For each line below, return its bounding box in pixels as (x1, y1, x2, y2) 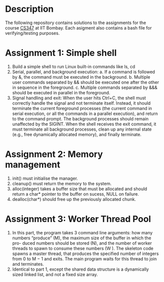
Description (5, 3, 54, 15)
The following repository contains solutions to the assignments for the (5, 20, 146, 26)
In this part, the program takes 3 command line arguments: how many (12, 229, 153, 235)
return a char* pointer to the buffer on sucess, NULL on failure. (12, 191, 140, 197)
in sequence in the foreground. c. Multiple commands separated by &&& (12, 85, 158, 90)
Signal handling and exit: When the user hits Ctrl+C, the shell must (12, 95, 146, 101)
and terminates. (12, 261, 44, 267)
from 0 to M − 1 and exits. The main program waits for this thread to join (12, 255, 157, 261)
